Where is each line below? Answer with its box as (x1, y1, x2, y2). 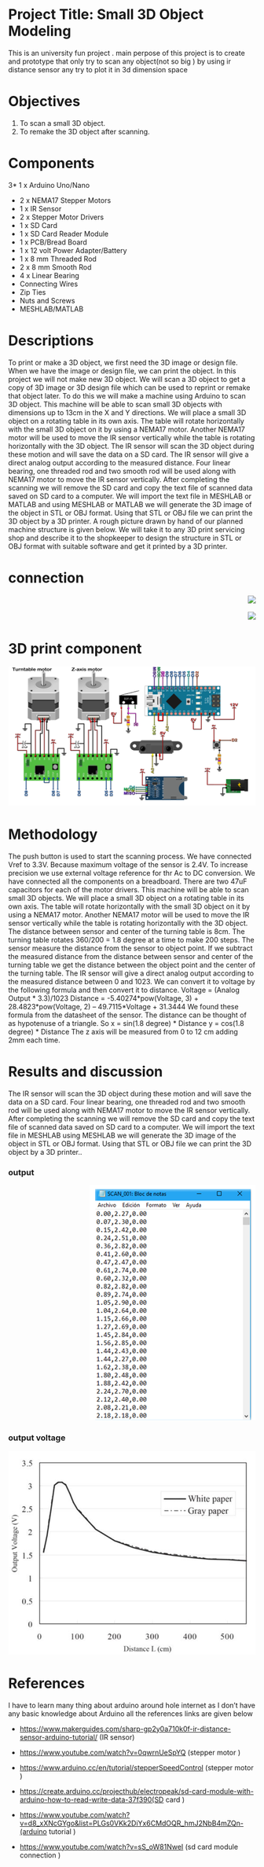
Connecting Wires (19, 279, 79, 289)
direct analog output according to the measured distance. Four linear (8, 458, 231, 467)
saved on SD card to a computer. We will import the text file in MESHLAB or (8, 491, 252, 501)
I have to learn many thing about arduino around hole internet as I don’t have (8, 1700, 255, 1710)
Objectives (8, 93, 81, 111)
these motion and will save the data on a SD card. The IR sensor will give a (8, 450, 249, 459)
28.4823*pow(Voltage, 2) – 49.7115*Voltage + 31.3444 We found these (8, 1002, 239, 1012)
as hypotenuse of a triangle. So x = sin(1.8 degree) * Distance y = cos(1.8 (8, 1019, 245, 1028)
